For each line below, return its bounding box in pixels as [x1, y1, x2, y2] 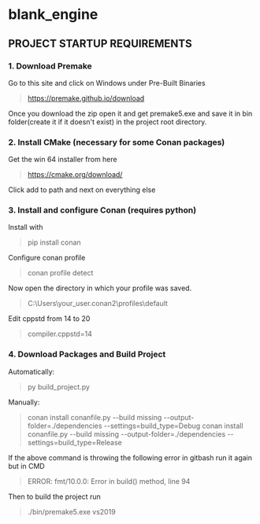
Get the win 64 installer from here [8, 155, 117, 164]
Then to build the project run [8, 492, 101, 501]
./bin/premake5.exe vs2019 [27, 507, 116, 516]
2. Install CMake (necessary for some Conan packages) [8, 136, 225, 147]
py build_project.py [27, 382, 91, 391]
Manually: [8, 397, 40, 407]
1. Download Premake [8, 61, 92, 72]
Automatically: [8, 367, 55, 376]
